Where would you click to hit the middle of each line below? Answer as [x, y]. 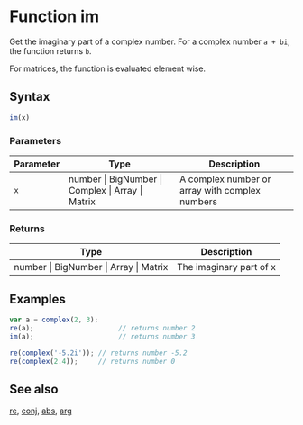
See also [34, 389]
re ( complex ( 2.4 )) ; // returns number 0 [92, 361]
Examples [37, 299]
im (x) [19, 118]
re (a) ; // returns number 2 [102, 328]
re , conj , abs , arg [41, 411]
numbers [198, 202]
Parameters [35, 140]
